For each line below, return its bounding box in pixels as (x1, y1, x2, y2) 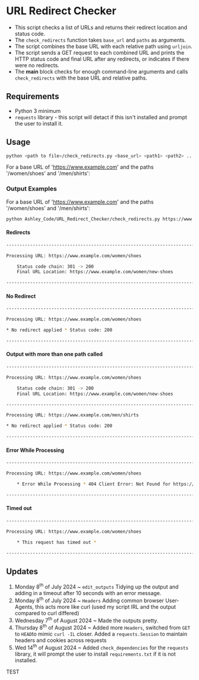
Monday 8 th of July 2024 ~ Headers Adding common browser (14, 596, 164, 604)
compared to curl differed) (14, 609, 80, 616)
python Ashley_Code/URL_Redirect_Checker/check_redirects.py (6, 216, 161, 222)
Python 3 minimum (14, 107, 61, 114)
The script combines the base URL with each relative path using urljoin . (14, 43, 192, 50)
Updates (6, 566, 38, 577)
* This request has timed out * (17, 539, 97, 545)
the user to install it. (14, 120, 63, 127)
